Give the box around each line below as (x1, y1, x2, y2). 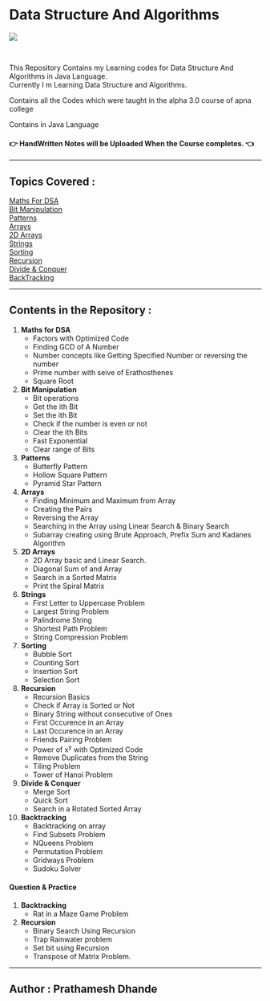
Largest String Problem (32, 607, 109, 616)
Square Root (32, 376, 75, 386)
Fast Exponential (32, 435, 88, 445)
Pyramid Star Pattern (32, 478, 103, 488)
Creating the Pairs (32, 504, 93, 513)
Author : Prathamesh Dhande (9, 983, 158, 996)
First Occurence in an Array (32, 717, 124, 727)
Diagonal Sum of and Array (32, 564, 123, 574)
